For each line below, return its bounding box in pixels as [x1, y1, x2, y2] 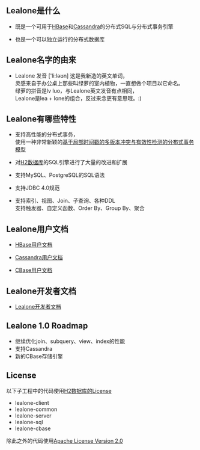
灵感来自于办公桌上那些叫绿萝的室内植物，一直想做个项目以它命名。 [14, 79, 184, 87]
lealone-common [14, 405, 58, 413]
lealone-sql [14, 418, 43, 425]
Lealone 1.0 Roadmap [6, 321, 88, 331]
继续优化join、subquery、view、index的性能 [14, 337, 126, 345]
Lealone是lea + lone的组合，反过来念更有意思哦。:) [14, 94, 142, 102]
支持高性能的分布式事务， [14, 131, 79, 138]
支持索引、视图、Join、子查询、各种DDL [14, 197, 115, 205]
